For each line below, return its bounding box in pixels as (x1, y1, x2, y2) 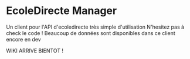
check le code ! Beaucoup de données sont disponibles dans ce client (6, 29, 176, 36)
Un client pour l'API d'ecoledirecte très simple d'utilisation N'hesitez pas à (6, 23, 185, 30)
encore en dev (6, 36, 41, 43)
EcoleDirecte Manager (6, 4, 117, 18)
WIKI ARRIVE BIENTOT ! (6, 47, 63, 54)
